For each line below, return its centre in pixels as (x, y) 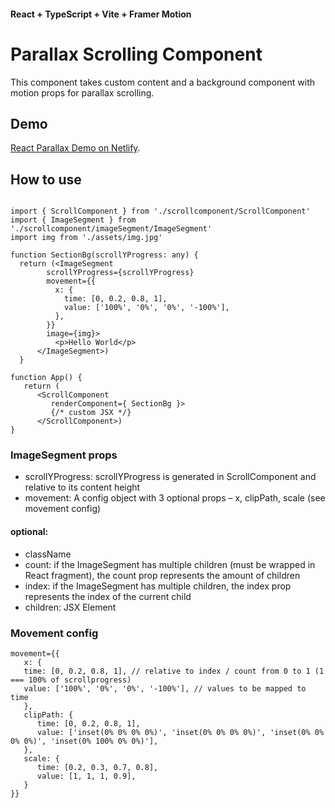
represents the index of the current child (108, 596)
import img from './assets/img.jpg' (86, 238)
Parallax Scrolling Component (136, 54)
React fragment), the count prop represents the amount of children (162, 575)
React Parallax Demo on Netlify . (75, 148)
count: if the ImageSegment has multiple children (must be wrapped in (170, 564)
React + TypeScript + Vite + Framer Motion (101, 14)
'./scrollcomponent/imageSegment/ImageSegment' (111, 229)
